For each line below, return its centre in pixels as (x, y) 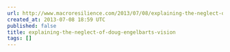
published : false (32, 26)
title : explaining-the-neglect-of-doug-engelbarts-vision (91, 32)
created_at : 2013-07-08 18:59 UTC (56, 20)
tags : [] (20, 38)
